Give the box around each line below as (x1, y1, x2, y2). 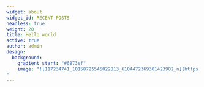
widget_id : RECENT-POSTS (6, 15, 70, 21)
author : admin (6, 43, 43, 50)
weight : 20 (6, 26, 34, 32)
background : (12, 55, 43, 61)
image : (17, 66, 34, 72)
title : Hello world (6, 32, 56, 38)
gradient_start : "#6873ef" (17, 60, 86, 66)
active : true (6, 37, 40, 43)
